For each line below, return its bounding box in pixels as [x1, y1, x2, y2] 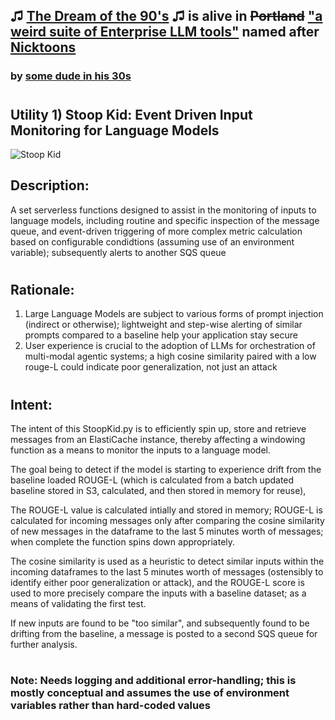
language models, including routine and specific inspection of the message [10, 214, 320, 226]
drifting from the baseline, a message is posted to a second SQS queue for [10, 627, 318, 639]
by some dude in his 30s [10, 69, 132, 83]
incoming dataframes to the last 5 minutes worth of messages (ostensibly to [10, 565, 324, 578]
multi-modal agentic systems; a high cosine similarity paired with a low [24, 350, 317, 363]
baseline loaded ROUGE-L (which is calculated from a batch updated [10, 474, 295, 486]
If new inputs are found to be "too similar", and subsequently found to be [10, 617, 310, 629]
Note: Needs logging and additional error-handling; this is [10, 674, 297, 688]
